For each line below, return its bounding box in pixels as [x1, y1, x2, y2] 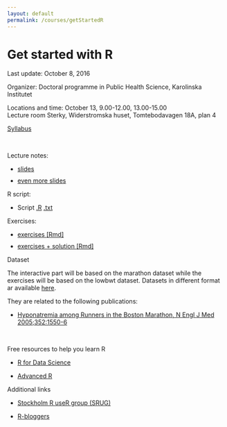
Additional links [7, 385, 51, 394]
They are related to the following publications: [7, 297, 138, 305]
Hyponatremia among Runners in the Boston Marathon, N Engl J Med [17, 310, 215, 319]
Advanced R [17, 372, 53, 380]
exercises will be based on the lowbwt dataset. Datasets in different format [7, 276, 220, 285]
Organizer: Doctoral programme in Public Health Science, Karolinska [7, 83, 202, 91]
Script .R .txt [17, 203, 53, 212]
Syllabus [7, 124, 32, 133]
